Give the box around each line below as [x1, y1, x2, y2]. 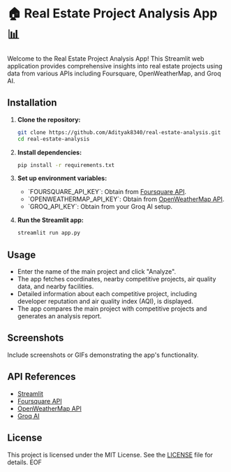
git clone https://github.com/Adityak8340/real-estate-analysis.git [17, 128, 221, 136]
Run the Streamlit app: [17, 216, 84, 224]
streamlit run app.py [17, 230, 80, 237]
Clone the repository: [17, 115, 81, 124]
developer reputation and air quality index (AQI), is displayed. [17, 297, 193, 306]
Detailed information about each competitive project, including [17, 290, 198, 298]
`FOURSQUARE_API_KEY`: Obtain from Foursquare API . [27, 188, 187, 196]
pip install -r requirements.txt [17, 161, 115, 168]
